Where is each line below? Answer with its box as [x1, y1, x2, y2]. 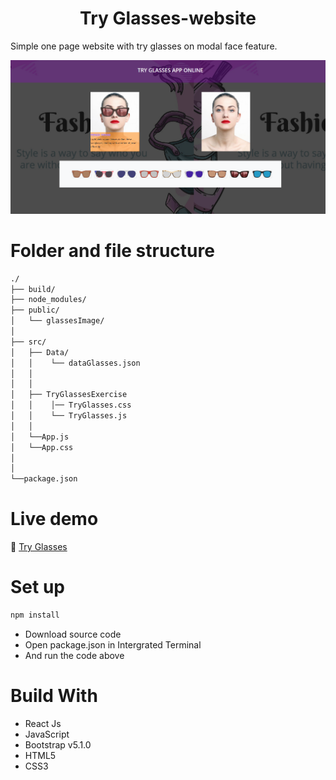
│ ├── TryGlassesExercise [10, 390, 128, 400]
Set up [10, 576, 65, 599]
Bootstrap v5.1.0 [24, 738, 92, 751]
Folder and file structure [10, 239, 215, 262]
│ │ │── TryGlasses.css [10, 400, 132, 411]
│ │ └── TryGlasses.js [10, 411, 128, 421]
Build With [10, 685, 98, 707]
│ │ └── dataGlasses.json [10, 358, 141, 368]
